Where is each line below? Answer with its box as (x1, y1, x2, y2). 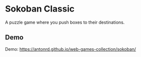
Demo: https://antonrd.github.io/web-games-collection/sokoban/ (5, 46, 136, 52)
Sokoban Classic (5, 3, 75, 14)
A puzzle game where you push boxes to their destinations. (5, 19, 125, 25)
